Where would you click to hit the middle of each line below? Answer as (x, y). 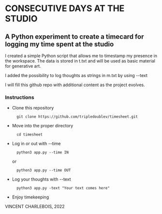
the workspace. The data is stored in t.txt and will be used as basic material (80, 61)
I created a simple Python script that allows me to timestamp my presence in (81, 56)
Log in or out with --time (36, 144)
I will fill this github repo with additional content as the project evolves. (75, 85)
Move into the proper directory (43, 126)
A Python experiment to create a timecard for (74, 37)
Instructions (20, 97)
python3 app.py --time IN (43, 153)
